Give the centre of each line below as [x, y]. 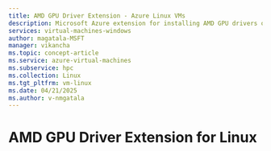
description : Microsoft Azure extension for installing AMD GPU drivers [133, 23]
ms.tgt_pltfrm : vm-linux [50, 83]
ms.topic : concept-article [54, 53]
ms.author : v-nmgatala [46, 98]
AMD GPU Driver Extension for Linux [133, 138]
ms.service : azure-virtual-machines [70, 61]
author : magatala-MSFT [46, 38]
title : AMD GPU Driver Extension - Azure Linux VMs [97, 16]
